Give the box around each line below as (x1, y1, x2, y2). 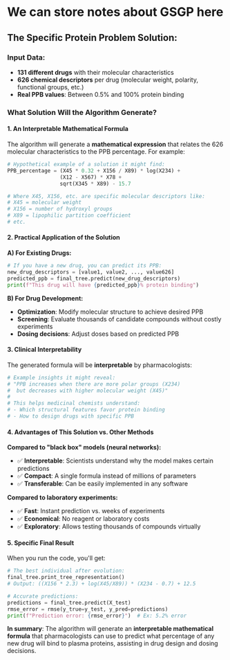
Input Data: (7, 53, 46, 62)
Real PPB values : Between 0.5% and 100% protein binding (17, 90, 184, 98)
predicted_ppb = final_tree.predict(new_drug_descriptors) (7, 275, 181, 282)
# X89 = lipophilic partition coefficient (7, 212, 131, 219)
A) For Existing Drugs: (7, 249, 72, 257)
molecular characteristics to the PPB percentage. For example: (7, 148, 185, 156)
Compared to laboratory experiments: (7, 493, 119, 502)
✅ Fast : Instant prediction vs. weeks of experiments (17, 507, 165, 515)
